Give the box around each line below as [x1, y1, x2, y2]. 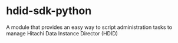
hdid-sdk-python [6, 4, 92, 18]
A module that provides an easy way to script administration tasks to [6, 24, 173, 31]
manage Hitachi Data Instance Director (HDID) [6, 29, 118, 37]
